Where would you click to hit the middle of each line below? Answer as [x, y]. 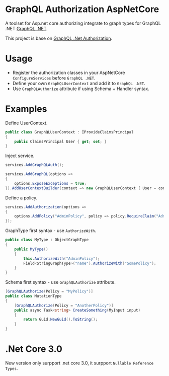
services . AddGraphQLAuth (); [35, 165]
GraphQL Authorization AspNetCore [82, 9]
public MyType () [31, 249]
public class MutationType [33, 296]
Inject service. [20, 156]
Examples [26, 109]
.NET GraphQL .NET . [26, 28]
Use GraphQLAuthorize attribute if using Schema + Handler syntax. [81, 89]
